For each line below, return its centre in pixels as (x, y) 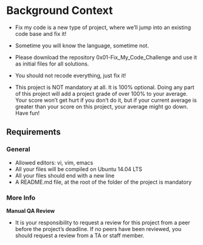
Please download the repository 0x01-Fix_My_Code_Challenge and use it (106, 57)
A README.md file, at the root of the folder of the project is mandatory (103, 182)
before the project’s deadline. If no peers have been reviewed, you (98, 229)
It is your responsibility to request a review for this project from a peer (102, 223)
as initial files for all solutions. (52, 64)
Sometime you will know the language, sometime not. (82, 45)
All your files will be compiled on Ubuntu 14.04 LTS (79, 169)
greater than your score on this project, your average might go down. (101, 106)
